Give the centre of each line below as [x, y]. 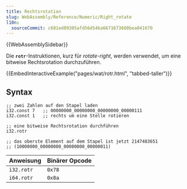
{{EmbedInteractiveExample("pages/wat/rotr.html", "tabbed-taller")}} [89, 73]
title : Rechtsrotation [34, 11]
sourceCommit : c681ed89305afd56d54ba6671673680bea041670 [82, 28]
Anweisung [25, 161]
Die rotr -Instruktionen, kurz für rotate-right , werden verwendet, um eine [93, 56]
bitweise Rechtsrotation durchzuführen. [54, 62]
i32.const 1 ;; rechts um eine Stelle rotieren [68, 116]
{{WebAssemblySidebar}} [37, 45]
